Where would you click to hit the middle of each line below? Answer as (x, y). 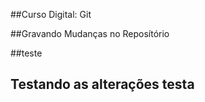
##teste (26, 53)
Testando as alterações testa (102, 84)
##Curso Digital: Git (51, 14)
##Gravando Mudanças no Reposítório (90, 33)
